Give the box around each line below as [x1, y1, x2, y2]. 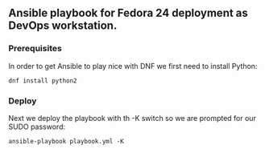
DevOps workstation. [8, 19, 118, 33]
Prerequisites [8, 43, 62, 54]
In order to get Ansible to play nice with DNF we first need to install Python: [8, 61, 258, 70]
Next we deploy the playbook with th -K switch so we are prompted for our [8, 113, 256, 123]
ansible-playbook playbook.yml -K [8, 137, 125, 145]
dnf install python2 [8, 76, 78, 85]
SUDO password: [8, 122, 66, 131]
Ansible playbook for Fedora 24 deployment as [8, 6, 248, 20]
